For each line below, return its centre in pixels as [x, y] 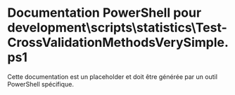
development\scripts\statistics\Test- [117, 28]
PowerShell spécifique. [40, 84]
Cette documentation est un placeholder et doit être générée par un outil [113, 76]
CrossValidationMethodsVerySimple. [118, 43]
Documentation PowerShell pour [104, 13]
